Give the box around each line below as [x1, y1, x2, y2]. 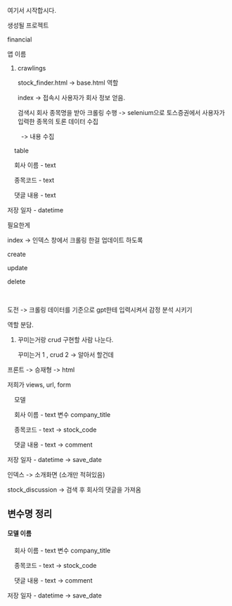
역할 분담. [7, 320, 34, 329]
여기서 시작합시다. [7, 6, 57, 14]
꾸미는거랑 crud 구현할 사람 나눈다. [17, 336, 114, 344]
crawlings [17, 64, 46, 72]
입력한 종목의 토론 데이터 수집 [17, 117, 98, 126]
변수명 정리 [7, 508, 53, 520]
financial [7, 35, 32, 44]
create [7, 250, 26, 258]
